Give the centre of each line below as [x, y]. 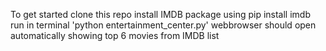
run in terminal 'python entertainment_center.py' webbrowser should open [163, 25]
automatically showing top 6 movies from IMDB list [115, 35]
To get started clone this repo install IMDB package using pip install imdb [160, 14]
